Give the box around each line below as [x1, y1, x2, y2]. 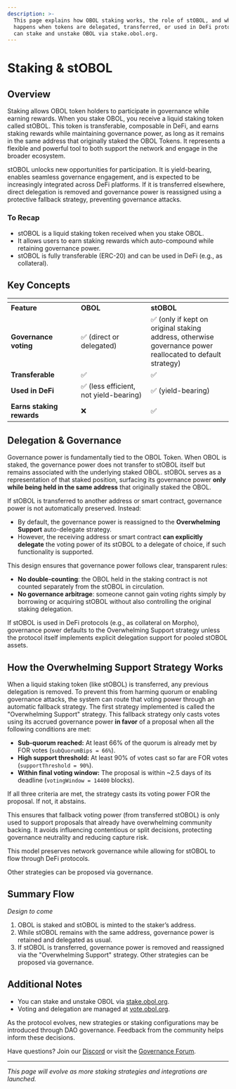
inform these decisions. [7, 1033, 76, 1042]
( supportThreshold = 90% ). [17, 761, 93, 769]
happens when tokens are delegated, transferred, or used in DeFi [13, 23, 212, 30]
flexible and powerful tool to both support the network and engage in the [7, 144, 218, 153]
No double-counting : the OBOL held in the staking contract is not [17, 575, 208, 584]
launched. [7, 1074, 37, 1083]
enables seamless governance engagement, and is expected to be [7, 173, 200, 182]
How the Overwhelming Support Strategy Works [7, 661, 223, 673]
